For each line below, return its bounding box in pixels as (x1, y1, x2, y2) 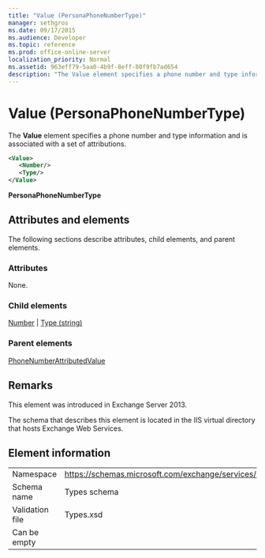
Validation (12, 504, 49, 515)
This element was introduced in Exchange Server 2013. (8, 400, 188, 409)
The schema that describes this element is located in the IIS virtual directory (8, 415, 256, 424)
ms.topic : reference (8, 41, 77, 49)
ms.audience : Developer (8, 33, 87, 42)
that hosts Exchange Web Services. (8, 424, 124, 433)
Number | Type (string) (8, 318, 83, 328)
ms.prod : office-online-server (8, 48, 111, 56)
